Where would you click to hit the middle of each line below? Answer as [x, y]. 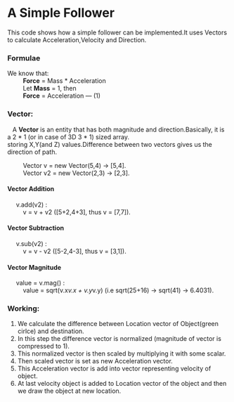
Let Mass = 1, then [50, 89]
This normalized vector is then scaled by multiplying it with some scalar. [122, 354]
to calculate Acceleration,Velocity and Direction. [77, 39]
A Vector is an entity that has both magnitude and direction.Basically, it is [118, 129]
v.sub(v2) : [31, 243]
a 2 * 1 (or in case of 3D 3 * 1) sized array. [69, 137]
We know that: [28, 73]
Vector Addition [31, 189]
